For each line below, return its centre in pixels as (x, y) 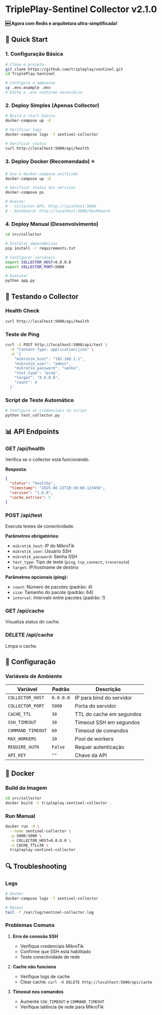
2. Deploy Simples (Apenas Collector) (52, 105)
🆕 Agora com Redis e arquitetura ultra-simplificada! (62, 23)
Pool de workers (94, 739)
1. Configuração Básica (34, 54)
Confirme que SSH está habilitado (55, 951)
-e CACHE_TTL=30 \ (29, 845)
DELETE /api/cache (29, 635)
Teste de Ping (22, 334)
